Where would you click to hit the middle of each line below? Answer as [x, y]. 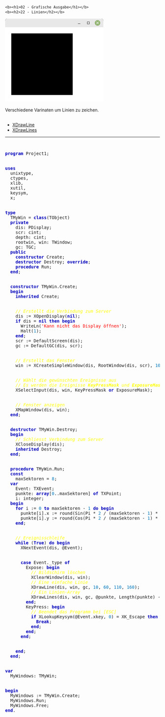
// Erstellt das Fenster [45, 360]
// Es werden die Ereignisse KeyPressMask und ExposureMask [89, 385]
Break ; [44, 622]
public [18, 252]
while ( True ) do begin [43, 543]
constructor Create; [40, 257]
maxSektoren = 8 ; [36, 479]
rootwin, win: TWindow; [44, 242]
